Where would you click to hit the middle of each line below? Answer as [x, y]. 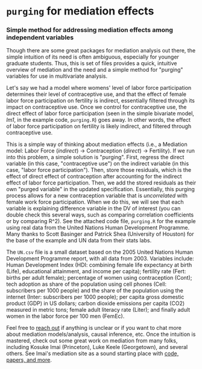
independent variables [40, 37]
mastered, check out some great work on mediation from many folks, [92, 341]
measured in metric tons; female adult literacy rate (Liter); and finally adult [98, 310]
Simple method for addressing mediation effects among [90, 30]
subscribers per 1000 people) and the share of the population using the [95, 291]
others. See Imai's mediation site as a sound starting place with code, [93, 353]
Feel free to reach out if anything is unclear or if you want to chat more [94, 328]
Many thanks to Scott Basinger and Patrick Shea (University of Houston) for [100, 234]
